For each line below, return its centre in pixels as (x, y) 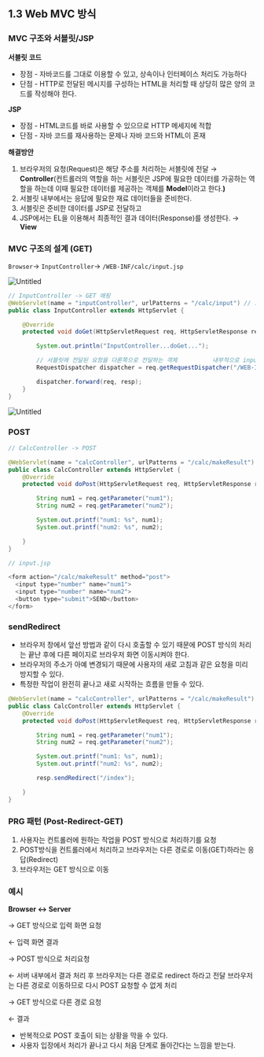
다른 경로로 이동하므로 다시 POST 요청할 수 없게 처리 (97, 985)
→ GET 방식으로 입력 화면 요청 (55, 926)
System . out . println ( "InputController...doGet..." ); (123, 346)
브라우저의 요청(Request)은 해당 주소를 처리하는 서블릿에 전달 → (118, 168)
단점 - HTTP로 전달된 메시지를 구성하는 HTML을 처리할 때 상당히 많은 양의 (133, 83)
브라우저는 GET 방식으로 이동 (64, 869)
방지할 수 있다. (42, 674)
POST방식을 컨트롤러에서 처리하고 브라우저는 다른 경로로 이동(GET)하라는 (132, 849)
